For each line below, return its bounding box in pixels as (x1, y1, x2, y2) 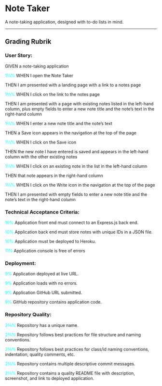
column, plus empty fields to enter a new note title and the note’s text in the (5, 106, 155, 112)
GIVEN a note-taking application (5, 63, 69, 69)
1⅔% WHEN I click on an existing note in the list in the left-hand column (5, 163, 148, 169)
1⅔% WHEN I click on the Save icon (5, 139, 76, 145)
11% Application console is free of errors (5, 248, 85, 254)
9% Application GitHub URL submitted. (5, 289, 82, 296)
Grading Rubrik (5, 37, 52, 46)
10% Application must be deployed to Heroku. (5, 238, 96, 244)
